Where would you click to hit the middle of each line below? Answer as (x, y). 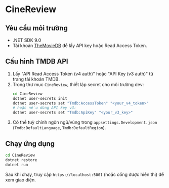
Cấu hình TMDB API (37, 62)
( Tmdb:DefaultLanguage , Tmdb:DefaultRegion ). (59, 128)
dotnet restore (21, 160)
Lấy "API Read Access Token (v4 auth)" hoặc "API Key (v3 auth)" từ (83, 73)
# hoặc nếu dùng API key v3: (45, 108)
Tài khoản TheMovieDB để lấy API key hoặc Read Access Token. (80, 46)
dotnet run (17, 165)
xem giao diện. (21, 180)
